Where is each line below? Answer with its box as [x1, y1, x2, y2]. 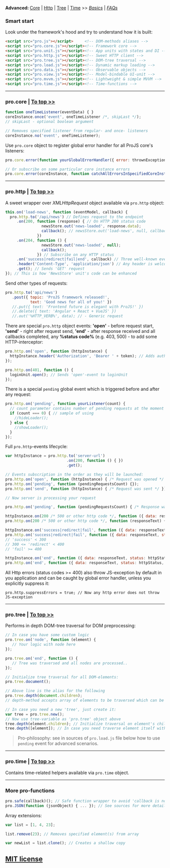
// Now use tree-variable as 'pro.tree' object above [5, 717, 121, 722]
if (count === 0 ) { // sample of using [10, 411, 94, 416]
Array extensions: [5, 812, 42, 818]
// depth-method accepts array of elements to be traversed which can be [5, 698, 164, 703]
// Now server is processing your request [5, 495, 96, 501]
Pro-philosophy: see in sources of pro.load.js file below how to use [17, 735, 160, 741]
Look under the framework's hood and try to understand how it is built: [5, 29, 153, 35]
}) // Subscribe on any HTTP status [37, 252, 114, 257]
